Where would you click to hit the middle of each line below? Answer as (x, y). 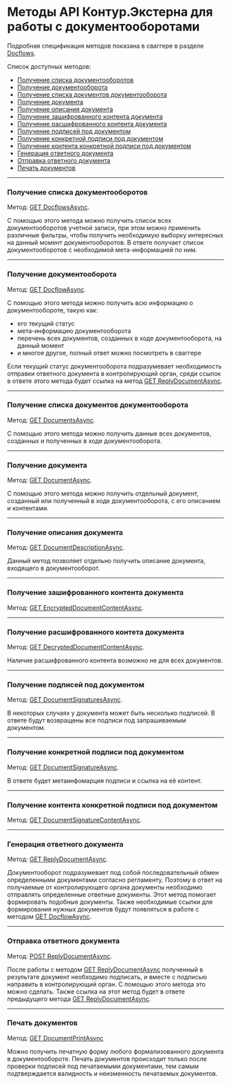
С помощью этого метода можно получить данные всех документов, (109, 433)
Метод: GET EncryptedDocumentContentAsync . (76, 607)
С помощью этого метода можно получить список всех (89, 221)
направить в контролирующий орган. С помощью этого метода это (107, 984)
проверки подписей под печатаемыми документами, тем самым (103, 1066)
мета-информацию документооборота (74, 331)
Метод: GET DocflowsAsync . (48, 207)
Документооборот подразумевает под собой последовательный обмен (113, 873)
